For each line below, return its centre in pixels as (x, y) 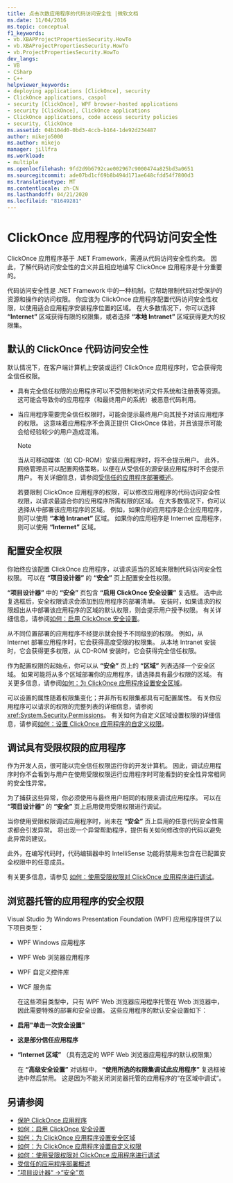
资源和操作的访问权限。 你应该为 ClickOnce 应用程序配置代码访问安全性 (110, 299)
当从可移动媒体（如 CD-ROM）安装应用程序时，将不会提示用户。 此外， (120, 460)
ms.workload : (26, 156)
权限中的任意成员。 (40, 862)
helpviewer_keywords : (38, 85)
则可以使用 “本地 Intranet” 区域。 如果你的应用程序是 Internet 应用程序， (121, 518)
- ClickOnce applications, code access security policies (93, 117)
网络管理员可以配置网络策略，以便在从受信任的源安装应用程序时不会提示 (120, 468)
